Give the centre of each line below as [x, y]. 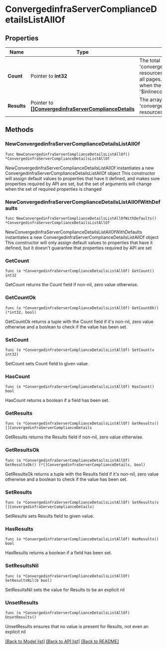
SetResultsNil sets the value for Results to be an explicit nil [65, 590]
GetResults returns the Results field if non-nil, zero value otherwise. [74, 437]
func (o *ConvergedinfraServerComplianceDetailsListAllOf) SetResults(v [82, 503]
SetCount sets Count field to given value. [47, 363]
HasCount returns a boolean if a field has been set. [57, 400]
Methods [19, 130]
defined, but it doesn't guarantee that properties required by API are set [79, 248]
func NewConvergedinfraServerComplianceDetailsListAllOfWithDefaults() [81, 218]
